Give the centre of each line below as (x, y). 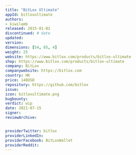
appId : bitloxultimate (29, 15)
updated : (14, 38)
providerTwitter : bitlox (31, 131)
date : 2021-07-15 (23, 108)
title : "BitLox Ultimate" (32, 10)
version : (14, 43)
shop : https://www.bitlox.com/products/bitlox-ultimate (65, 61)
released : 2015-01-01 (28, 29)
